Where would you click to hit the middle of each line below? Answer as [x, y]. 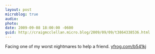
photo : [12, 23]
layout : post [18, 10]
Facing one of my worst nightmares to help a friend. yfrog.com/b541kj [76, 46]
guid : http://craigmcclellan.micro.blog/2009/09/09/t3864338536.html [78, 32]
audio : [12, 19]
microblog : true [22, 14]
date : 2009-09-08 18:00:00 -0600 [39, 28]
